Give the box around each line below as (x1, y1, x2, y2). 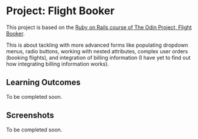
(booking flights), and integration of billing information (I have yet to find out (6, 54, 191, 61)
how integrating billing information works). (6, 60, 109, 67)
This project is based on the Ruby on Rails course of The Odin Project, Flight (6, 24, 192, 31)
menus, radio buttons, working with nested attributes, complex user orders (6, 47, 188, 54)
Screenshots (6, 111, 54, 121)
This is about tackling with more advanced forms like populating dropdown (6, 41, 189, 49)
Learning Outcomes (6, 77, 81, 88)
